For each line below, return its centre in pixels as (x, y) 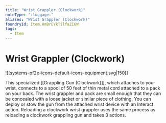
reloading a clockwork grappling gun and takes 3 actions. (66, 115)
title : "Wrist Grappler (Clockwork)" (45, 10)
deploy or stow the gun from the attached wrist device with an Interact (79, 104)
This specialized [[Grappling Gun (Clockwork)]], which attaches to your (80, 82)
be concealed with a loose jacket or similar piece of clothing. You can (78, 99)
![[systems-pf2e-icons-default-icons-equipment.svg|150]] (67, 73)
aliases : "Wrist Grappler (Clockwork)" (48, 19)
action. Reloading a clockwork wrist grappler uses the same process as (80, 109)
